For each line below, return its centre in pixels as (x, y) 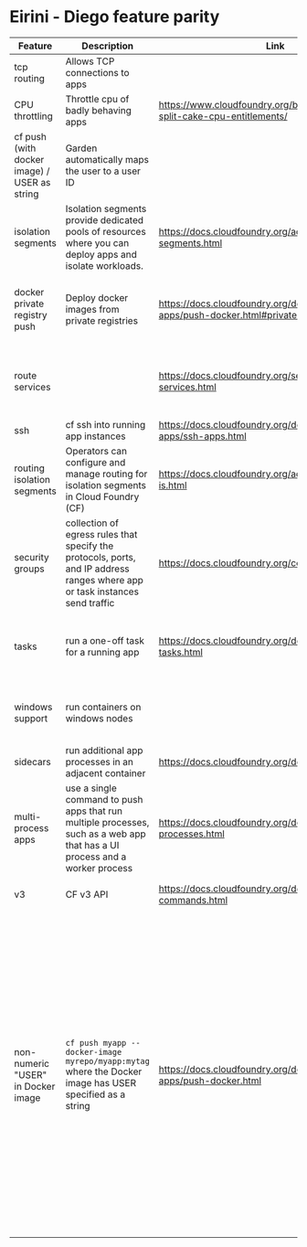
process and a (96, 857)
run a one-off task (105, 640)
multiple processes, (107, 822)
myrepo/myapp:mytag (108, 1061)
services (32, 387)
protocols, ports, (101, 557)
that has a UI (92, 845)
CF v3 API (87, 894)
